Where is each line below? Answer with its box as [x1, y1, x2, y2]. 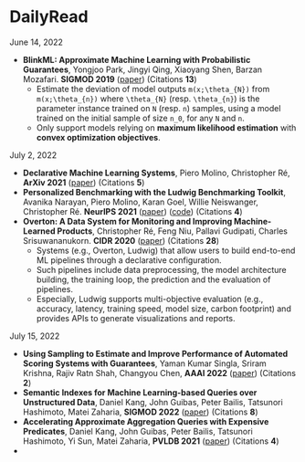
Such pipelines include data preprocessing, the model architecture [36, 264, 288, 275]
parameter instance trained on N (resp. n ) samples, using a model [36, 102, 281, 113]
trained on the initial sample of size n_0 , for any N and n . [36, 112, 245, 123]
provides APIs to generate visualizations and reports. [36, 312, 236, 323]
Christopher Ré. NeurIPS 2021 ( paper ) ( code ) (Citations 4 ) [22, 205, 244, 216]
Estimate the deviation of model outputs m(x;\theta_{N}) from [36, 83, 270, 94]
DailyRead [9, 6, 89, 27]
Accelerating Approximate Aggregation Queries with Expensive [22, 415, 269, 426]
